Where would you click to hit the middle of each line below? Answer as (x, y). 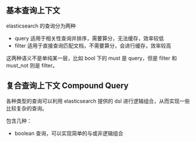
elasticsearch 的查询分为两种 (41, 26)
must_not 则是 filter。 (32, 65)
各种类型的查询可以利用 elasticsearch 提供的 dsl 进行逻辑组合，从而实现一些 (98, 101)
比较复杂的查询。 (27, 108)
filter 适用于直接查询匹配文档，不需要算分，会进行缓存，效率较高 (93, 45)
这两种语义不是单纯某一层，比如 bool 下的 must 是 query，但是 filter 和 (92, 58)
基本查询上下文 (33, 11)
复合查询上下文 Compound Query (67, 86)
